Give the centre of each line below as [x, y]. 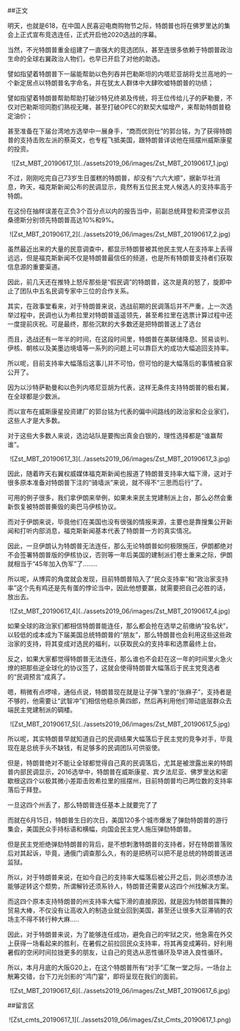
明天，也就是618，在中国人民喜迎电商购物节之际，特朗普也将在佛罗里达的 [116, 26]
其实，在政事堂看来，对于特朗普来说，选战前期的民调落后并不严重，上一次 [117, 306]
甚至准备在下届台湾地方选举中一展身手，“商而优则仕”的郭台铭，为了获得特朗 [120, 131]
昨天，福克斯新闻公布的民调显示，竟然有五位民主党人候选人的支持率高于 [126, 187]
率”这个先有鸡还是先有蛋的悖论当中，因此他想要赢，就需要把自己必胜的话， [119, 588]
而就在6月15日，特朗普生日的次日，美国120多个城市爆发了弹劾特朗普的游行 [118, 820]
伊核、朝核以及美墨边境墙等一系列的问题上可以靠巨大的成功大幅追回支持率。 [120, 348]
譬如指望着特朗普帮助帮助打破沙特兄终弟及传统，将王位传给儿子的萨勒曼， [117, 98]
